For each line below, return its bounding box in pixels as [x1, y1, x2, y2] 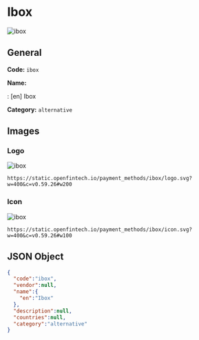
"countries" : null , [13, 314, 67, 321]
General [7, 47, 43, 59]
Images [7, 126, 40, 137]
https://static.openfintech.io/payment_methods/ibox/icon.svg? [7, 226, 193, 233]
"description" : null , [13, 308, 72, 314]
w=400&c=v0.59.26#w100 [7, 232, 72, 239]
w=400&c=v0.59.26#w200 [7, 181, 72, 188]
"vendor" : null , [13, 282, 57, 289]
